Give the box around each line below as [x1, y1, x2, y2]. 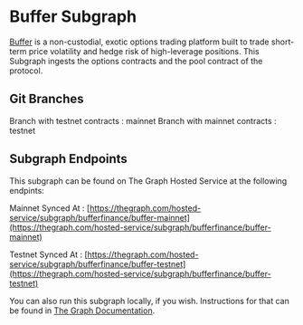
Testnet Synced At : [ [9, 249, 88, 260]
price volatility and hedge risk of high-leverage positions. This [28, 45, 260, 56]
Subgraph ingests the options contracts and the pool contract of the [9, 55, 263, 66]
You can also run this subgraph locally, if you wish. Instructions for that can [9, 295, 289, 306]
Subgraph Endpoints [9, 151, 128, 167]
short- [270, 36, 295, 47]
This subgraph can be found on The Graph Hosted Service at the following [9, 175, 288, 186]
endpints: [9, 185, 45, 196]
